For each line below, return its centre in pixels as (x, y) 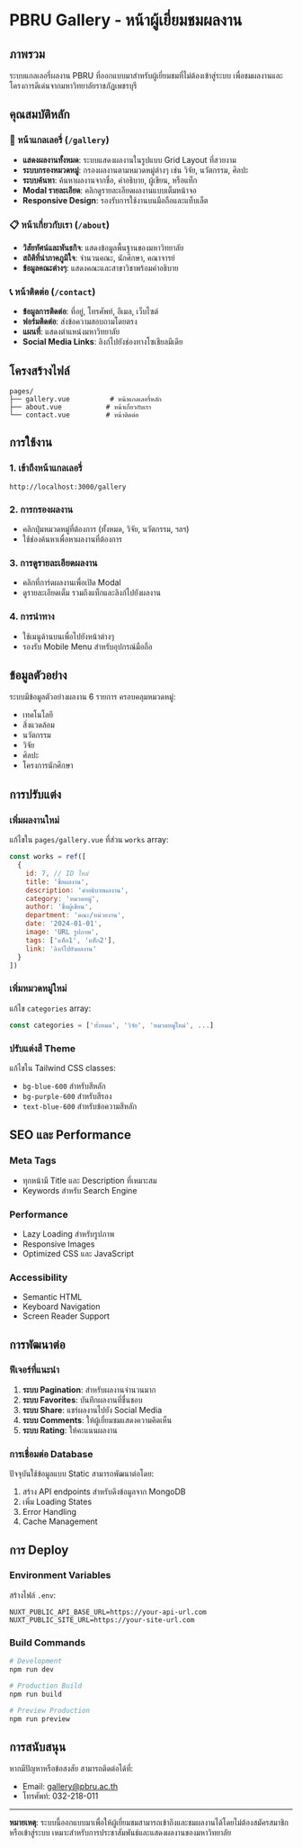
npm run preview (40, 1719)
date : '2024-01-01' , (64, 924)
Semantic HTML (52, 1297)
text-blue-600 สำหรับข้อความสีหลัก (80, 1106)
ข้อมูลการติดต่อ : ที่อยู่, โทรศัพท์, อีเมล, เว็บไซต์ (90, 311)
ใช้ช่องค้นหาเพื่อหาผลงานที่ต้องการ (72, 539)
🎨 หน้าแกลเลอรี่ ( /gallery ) (59, 140)
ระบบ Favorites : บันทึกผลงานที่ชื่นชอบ (82, 1400)
